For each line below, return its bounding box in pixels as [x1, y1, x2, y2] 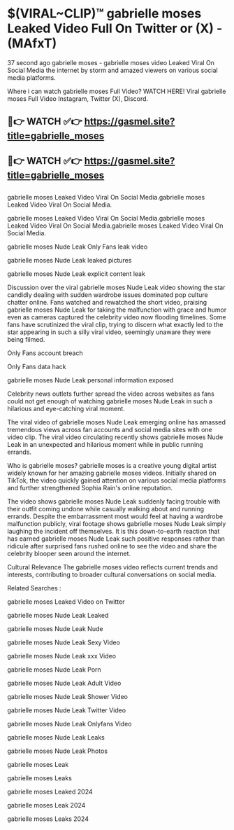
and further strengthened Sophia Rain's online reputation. [7, 484, 173, 492]
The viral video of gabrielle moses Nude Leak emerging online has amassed [7, 418, 226, 427]
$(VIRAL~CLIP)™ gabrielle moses [7, 6, 202, 22]
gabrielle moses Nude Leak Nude [7, 625, 103, 633]
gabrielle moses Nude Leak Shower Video [7, 693, 128, 701]
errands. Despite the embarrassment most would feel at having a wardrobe [7, 512, 224, 520]
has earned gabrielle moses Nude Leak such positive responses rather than [7, 534, 226, 543]
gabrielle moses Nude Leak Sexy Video [7, 638, 121, 646]
